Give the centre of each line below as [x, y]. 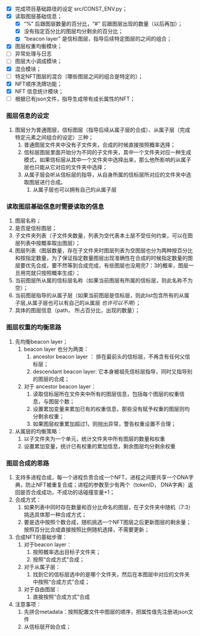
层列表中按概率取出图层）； [47, 243]
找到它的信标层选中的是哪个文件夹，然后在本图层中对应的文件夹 [111, 574]
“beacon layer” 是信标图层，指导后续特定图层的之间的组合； [98, 39]
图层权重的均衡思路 [34, 328]
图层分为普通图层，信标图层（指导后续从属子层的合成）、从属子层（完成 [102, 130]
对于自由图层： [42, 589]
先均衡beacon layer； [41, 341]
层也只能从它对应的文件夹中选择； [66, 167]
